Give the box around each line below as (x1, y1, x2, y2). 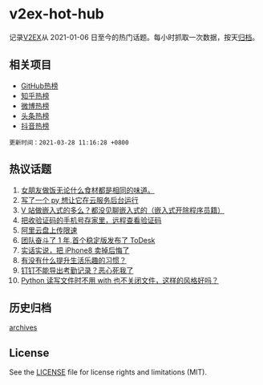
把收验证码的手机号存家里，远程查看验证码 (20, 215, 162, 225)
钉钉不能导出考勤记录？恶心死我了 (20, 265, 134, 275)
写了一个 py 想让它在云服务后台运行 (20, 195, 139, 205)
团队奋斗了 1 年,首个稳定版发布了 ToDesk (20, 235, 156, 245)
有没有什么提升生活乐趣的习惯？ (20, 255, 127, 265)
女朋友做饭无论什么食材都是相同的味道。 (20, 185, 155, 195)
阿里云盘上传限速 (20, 225, 78, 235)
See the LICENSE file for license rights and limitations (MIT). (9, 367, 208, 377)
